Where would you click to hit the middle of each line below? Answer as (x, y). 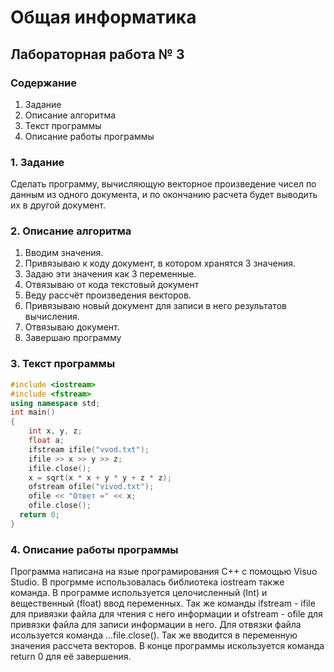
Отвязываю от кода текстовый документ (112, 285)
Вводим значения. (64, 253)
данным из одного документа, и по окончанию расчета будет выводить (164, 195)
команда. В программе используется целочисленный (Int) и (139, 593)
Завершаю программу (73, 338)
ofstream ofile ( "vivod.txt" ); (91, 487)
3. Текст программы (63, 364)
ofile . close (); (60, 506)
